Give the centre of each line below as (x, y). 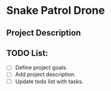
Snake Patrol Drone (55, 11)
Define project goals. (41, 67)
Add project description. (45, 74)
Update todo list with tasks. (49, 81)
